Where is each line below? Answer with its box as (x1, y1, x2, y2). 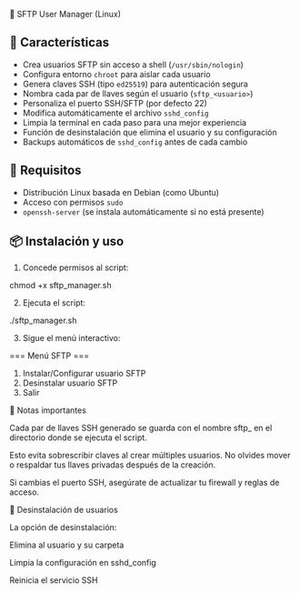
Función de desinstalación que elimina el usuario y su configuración (22, 126, 277, 137)
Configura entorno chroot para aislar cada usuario (22, 68, 211, 79)
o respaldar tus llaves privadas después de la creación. (9, 459, 216, 470)
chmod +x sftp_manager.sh (9, 280, 112, 291)
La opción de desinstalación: (9, 522, 117, 533)
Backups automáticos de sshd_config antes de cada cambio (22, 136, 248, 147)
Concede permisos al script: (22, 262, 129, 273)
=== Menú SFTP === (9, 350, 89, 361)
